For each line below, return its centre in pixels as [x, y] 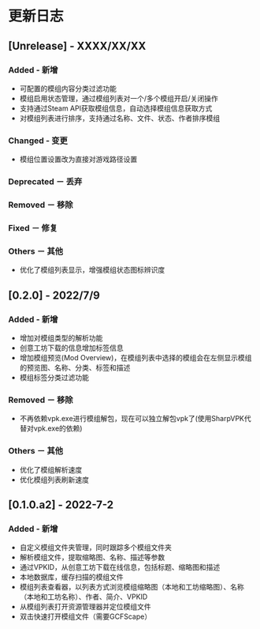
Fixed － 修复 [33, 228]
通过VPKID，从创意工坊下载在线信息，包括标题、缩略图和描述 [120, 567]
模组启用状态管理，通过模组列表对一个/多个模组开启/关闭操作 [119, 98]
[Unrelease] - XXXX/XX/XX [77, 45]
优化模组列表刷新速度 [54, 480]
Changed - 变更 [38, 141]
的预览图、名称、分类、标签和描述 [75, 367]
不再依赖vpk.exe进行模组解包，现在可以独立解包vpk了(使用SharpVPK [132, 419]
